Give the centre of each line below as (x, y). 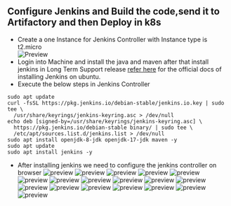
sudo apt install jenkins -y (50, 152)
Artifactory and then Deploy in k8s (84, 23)
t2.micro (29, 47)
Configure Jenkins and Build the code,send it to (113, 12)
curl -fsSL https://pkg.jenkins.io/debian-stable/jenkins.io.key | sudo (116, 103)
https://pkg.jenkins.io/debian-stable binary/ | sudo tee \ (103, 128)
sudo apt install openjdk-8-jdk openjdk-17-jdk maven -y (92, 139)
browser (29, 172)
